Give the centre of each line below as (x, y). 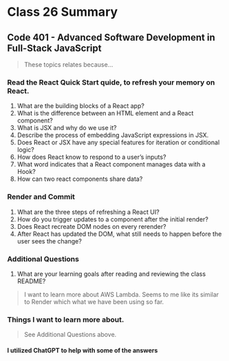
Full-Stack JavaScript (54, 48)
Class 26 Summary (63, 12)
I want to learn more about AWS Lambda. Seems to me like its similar (121, 294)
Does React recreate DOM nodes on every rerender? (91, 226)
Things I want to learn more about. (66, 319)
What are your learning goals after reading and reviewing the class (111, 274)
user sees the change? (50, 241)
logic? (25, 150)
